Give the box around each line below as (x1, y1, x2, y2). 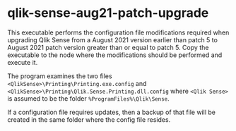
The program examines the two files (7, 72, 112, 80)
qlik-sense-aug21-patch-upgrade (7, 5, 209, 21)
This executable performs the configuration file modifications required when (7, 28, 230, 37)
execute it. (7, 58, 38, 66)
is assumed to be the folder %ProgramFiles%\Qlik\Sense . (7, 94, 170, 103)
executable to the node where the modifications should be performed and (7, 51, 223, 59)
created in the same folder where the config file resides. (7, 115, 171, 124)
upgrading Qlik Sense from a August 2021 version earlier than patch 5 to (7, 35, 218, 44)
